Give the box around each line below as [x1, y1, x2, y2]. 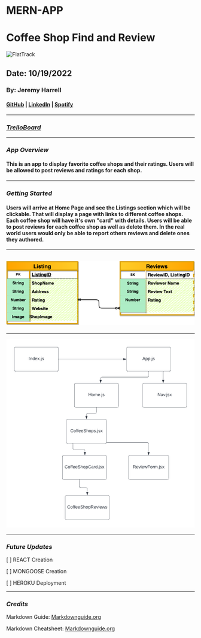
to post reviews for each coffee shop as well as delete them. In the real [6, 223, 185, 230]
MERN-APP [6, 4, 64, 17]
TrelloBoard [6, 123, 41, 132]
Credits [6, 600, 28, 608]
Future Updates [6, 542, 53, 551]
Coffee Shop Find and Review [6, 31, 156, 45]
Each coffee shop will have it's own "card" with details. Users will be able [6, 217, 193, 224]
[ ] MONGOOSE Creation [6, 568, 67, 575]
